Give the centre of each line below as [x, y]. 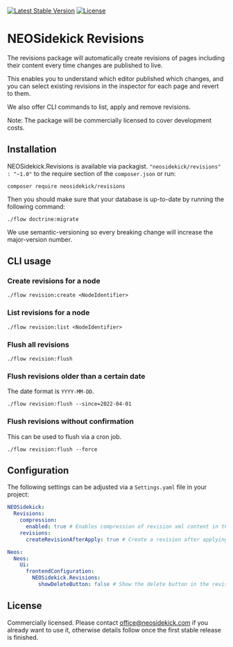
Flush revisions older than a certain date [76, 376]
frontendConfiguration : [60, 571]
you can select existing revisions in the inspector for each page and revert [113, 86]
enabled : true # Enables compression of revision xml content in [122, 527]
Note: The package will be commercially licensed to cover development [109, 120]
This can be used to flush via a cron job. [64, 436]
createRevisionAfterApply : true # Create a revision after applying [127, 540]
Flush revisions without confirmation [70, 422]
